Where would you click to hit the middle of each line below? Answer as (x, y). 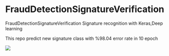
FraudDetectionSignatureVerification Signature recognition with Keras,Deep (84, 23)
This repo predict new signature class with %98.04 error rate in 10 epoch (82, 38)
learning (14, 28)
